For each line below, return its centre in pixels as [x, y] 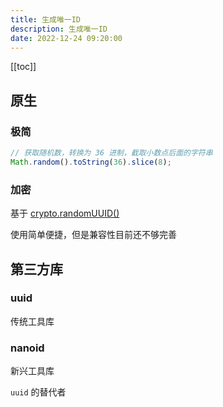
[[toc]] [23, 67]
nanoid [27, 348]
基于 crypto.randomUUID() [65, 213]
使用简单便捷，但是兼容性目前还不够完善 [93, 235]
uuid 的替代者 [38, 392]
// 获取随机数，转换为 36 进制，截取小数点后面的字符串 [111, 153]
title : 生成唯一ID [46, 19]
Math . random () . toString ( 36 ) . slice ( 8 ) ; [91, 162]
